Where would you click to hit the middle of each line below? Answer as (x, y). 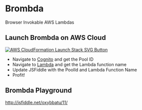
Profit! (19, 75)
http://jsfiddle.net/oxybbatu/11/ (36, 102)
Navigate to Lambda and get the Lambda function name (69, 64)
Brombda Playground (38, 91)
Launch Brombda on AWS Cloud (56, 38)
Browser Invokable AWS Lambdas (40, 22)
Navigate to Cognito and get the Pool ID (53, 59)
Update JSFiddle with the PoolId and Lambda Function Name (75, 70)
